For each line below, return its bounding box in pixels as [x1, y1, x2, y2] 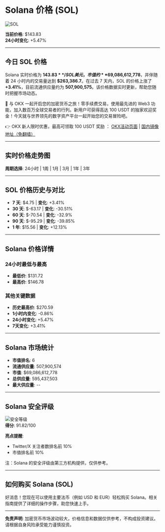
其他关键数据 [5, 292, 36, 299]
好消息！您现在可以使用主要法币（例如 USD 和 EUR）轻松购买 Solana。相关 [5, 494, 158, 500]
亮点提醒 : [5, 433, 24, 439]
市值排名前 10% [12, 449, 44, 455]
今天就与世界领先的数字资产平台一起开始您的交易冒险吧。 [13, 113, 130, 118]
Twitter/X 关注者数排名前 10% [12, 443, 72, 449]
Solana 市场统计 [5, 343, 54, 352]
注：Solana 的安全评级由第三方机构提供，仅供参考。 [5, 460, 110, 466]
